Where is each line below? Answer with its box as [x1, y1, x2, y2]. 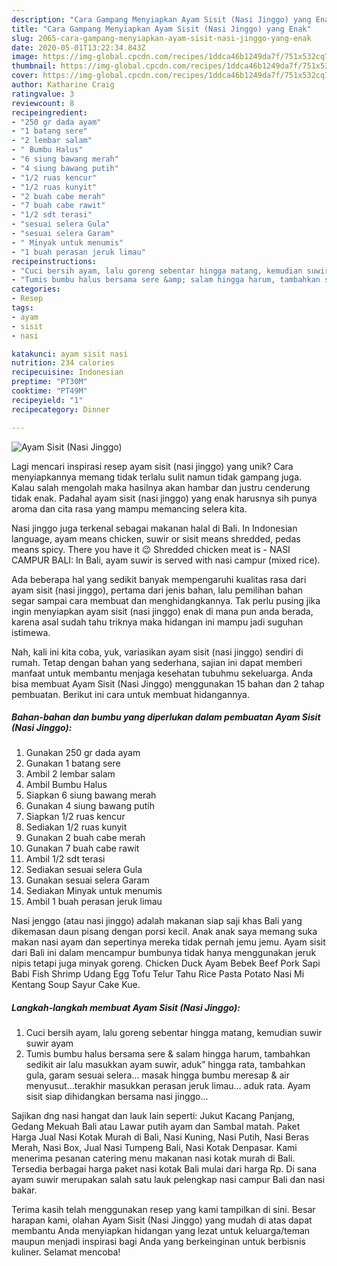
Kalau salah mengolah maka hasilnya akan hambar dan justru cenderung [11, 481, 311, 493]
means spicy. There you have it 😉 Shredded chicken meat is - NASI [11, 543, 291, 555]
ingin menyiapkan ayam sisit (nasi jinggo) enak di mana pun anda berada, [11, 605, 314, 617]
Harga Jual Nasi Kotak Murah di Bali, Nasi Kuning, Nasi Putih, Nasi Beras [11, 1131, 309, 1143]
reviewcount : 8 [11, 98, 75, 108]
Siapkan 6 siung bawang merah [25, 789, 157, 801]
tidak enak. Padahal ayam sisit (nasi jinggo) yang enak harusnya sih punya [11, 492, 318, 504]
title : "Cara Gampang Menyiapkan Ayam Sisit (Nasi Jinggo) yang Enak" [11, 24, 312, 34]
